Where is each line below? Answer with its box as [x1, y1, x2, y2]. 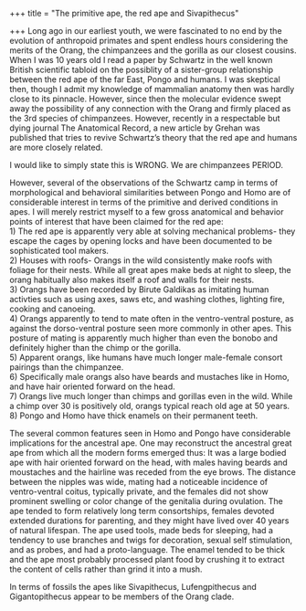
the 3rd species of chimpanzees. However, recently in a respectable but [9, 113, 280, 123]
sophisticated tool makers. [9, 246, 110, 256]
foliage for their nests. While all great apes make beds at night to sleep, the [9, 265, 291, 275]
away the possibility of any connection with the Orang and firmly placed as [9, 103, 291, 113]
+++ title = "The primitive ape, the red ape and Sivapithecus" [9, 8, 239, 18]
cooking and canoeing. [9, 303, 96, 314]
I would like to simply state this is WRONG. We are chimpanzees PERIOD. [9, 160, 284, 170]
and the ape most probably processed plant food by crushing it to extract [9, 554, 285, 564]
